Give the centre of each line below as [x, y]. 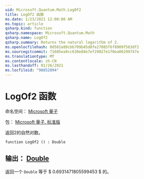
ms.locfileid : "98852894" [32, 70]
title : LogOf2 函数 [25, 14]
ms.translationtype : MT [30, 56]
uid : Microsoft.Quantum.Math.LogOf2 [43, 10]
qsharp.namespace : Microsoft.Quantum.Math [50, 33]
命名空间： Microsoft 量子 [32, 111]
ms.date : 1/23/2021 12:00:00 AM [39, 19]
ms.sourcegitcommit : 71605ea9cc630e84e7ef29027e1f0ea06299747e [72, 51]
